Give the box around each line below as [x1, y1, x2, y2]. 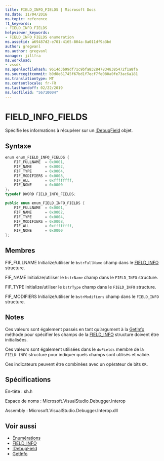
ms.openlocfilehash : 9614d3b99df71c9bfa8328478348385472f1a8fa [5, 67, 138, 72]
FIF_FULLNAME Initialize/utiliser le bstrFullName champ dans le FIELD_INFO [5, 259, 159, 265]
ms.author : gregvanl [5, 48, 48, 53]
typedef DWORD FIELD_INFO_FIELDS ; [5, 192, 77, 197]
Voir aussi [5, 422, 37, 430]
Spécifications [5, 376, 51, 384]
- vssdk [5, 62, 21, 67]
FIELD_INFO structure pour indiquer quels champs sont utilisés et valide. [5, 351, 151, 357]
